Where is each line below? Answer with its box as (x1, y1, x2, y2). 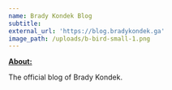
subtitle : (8, 19, 42, 28)
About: (8, 57, 32, 66)
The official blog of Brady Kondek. (8, 72, 123, 82)
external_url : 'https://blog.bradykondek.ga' (8, 27, 165, 35)
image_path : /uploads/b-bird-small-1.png (8, 34, 151, 43)
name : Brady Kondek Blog (8, 11, 92, 20)
